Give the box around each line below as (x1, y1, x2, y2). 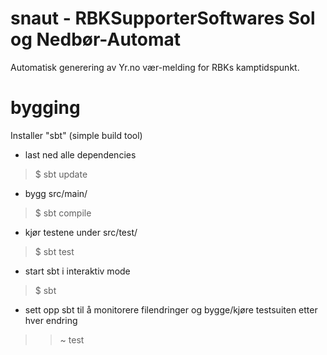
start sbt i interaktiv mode (24, 265, 131, 277)
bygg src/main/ (24, 187, 88, 199)
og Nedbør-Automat (10, 28, 182, 51)
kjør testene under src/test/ (24, 226, 138, 238)
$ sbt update (34, 168, 88, 180)
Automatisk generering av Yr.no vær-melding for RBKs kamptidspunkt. (10, 61, 300, 73)
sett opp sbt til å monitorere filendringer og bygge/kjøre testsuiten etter (24, 303, 318, 316)
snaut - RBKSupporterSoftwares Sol (10, 7, 316, 30)
